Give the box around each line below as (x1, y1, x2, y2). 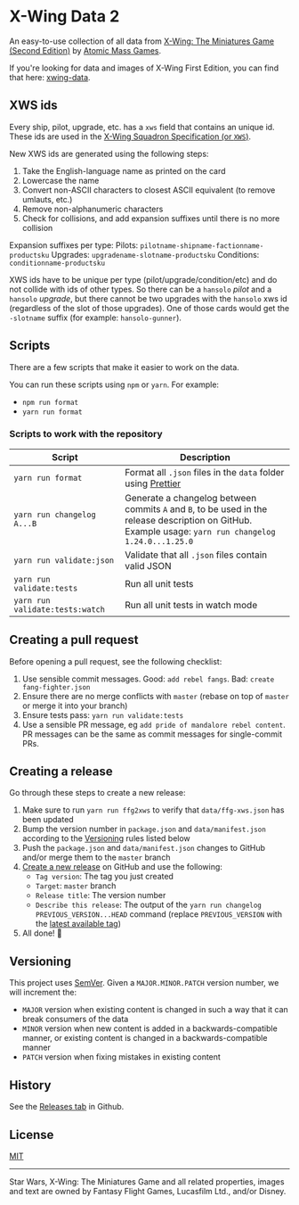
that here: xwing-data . (9, 71, 91, 82)
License (9, 1127, 54, 1143)
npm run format (21, 398, 79, 407)
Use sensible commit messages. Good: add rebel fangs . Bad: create (21, 673, 275, 684)
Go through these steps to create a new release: (9, 788, 186, 798)
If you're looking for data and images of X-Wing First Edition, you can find (9, 62, 279, 73)
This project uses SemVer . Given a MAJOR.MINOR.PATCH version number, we (9, 978, 279, 988)
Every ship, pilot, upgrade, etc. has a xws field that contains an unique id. (9, 121, 275, 132)
